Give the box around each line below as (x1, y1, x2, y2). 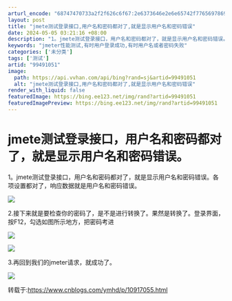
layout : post (8, 17, 45, 23)
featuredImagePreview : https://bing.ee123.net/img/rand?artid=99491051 (8, 100, 218, 107)
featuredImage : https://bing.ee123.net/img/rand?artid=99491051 (8, 94, 196, 101)
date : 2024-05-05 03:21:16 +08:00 (8, 29, 107, 37)
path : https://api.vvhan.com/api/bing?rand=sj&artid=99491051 (14, 74, 196, 81)
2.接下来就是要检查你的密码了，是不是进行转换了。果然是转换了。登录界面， (8, 209, 224, 217)
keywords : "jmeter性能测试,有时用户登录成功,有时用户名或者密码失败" (8, 42, 188, 49)
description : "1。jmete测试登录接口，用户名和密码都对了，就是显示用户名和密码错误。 (8, 36, 229, 43)
